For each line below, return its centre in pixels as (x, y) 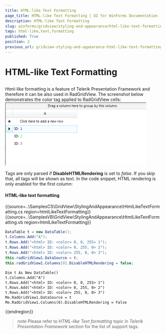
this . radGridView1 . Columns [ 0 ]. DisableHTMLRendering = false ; (69, 263)
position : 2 (17, 42)
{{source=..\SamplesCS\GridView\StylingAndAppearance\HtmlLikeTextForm (83, 206)
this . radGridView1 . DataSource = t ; (42, 258)
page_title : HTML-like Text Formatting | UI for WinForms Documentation (82, 16)
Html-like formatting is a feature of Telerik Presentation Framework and (78, 89)
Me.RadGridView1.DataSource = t (38, 297)
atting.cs (14, 212)
